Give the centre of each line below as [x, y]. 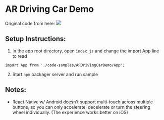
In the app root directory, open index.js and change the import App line [86, 51]
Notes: [16, 90]
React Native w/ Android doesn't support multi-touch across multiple [82, 102]
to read [20, 56]
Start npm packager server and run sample [55, 74]
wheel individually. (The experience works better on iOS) [70, 112]
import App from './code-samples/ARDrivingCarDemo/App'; [65, 65]
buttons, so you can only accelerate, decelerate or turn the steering [81, 107]
